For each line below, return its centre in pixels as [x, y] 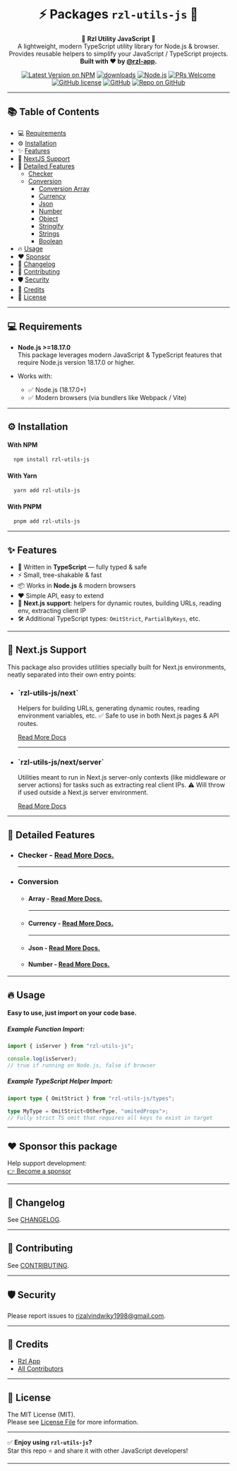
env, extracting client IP [51, 611]
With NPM [23, 444]
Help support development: [47, 1163]
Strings [49, 234]
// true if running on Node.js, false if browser [82, 1065]
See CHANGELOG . [34, 1220]
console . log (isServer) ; [42, 1059]
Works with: [35, 376]
